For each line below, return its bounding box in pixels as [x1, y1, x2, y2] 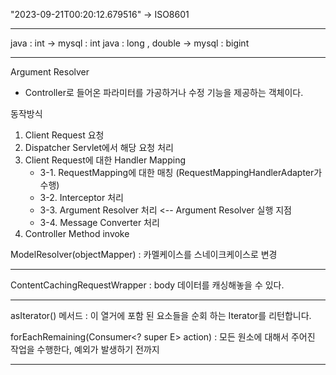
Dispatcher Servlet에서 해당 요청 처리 [24, 142, 174, 153]
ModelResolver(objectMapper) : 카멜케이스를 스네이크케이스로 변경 [10, 249, 278, 260]
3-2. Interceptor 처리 [39, 192, 124, 203]
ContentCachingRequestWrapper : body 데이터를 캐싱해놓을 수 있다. [10, 279, 285, 291]
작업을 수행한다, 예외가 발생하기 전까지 [10, 344, 160, 355]
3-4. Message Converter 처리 [39, 217, 160, 228]
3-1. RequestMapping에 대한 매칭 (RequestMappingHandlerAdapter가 [39, 167, 323, 178]
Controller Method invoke [24, 228, 130, 239]
